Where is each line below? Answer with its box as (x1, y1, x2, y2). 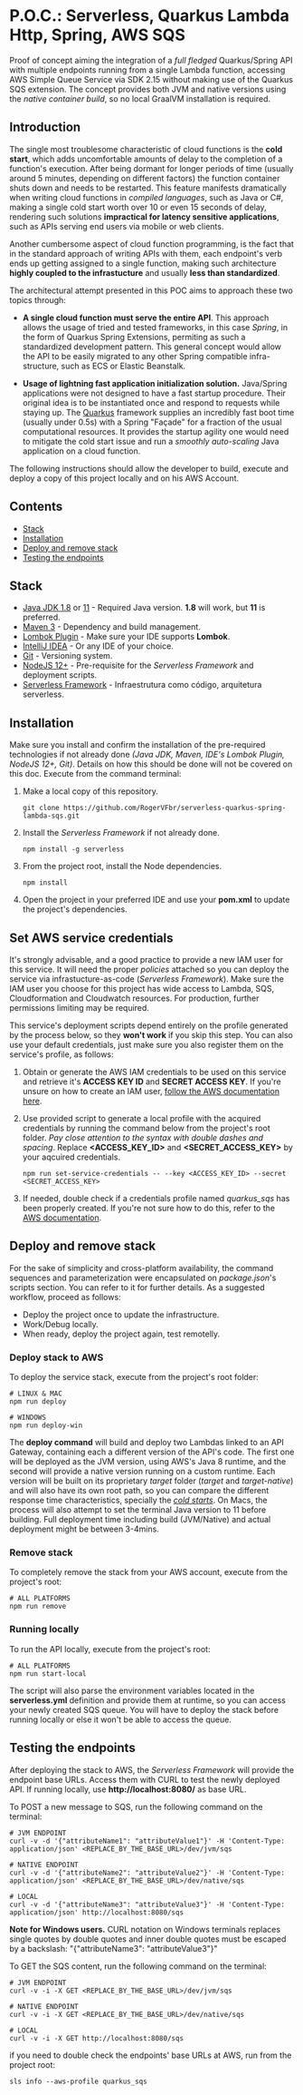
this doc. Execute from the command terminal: (9, 768, 182, 779)
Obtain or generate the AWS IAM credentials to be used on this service (22, 1067, 287, 1077)
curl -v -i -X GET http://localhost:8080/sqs (9, 2033, 184, 2042)
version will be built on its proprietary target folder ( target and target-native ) (9, 1475, 294, 1486)
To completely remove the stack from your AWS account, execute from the (9, 1567, 288, 1578)
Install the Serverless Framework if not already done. (22, 827, 220, 838)
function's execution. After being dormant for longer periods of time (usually (9, 162, 294, 173)
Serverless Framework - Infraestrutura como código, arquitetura (22, 680, 262, 690)
